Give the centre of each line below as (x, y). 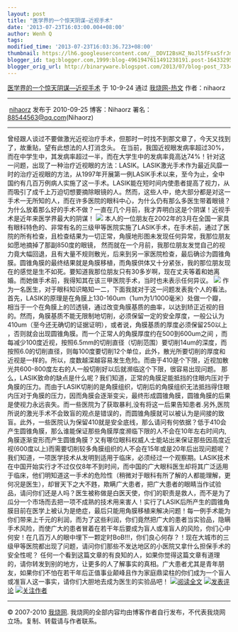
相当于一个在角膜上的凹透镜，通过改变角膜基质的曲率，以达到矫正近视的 (113, 307)
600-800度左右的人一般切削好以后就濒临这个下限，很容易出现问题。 (120, 368)
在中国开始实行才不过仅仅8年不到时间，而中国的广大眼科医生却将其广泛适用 (118, 466)
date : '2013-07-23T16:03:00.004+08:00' (66, 27)
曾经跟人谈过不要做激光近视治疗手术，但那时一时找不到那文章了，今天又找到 (119, 138)
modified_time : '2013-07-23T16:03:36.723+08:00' (80, 47)
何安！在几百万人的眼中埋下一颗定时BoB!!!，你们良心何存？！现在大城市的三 (118, 537)
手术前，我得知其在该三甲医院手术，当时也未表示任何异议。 (125, 280)
